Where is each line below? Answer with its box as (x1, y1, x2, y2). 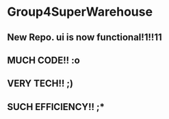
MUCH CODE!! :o (7, 54, 80, 66)
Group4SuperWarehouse (7, 4, 153, 20)
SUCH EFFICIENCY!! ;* (7, 101, 105, 113)
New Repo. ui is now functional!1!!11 (7, 31, 162, 43)
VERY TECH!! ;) (7, 78, 74, 90)
